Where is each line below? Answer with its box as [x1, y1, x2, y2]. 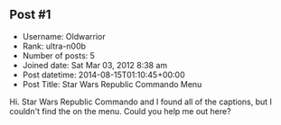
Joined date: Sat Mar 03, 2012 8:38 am [22, 59, 168, 70]
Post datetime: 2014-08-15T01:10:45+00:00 [22, 69, 185, 80]
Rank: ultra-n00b [22, 40, 87, 51]
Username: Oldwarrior [22, 31, 106, 41]
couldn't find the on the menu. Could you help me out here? [9, 105, 232, 116]
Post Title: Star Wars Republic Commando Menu [22, 78, 202, 89]
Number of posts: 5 [22, 49, 95, 61]
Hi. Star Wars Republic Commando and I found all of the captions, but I [9, 96, 273, 107]
